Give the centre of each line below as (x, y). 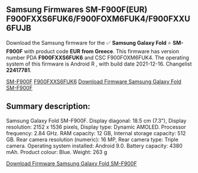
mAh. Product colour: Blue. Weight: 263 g (57, 152)
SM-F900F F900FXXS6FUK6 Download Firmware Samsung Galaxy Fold (94, 81)
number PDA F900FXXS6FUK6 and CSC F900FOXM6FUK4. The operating (98, 57)
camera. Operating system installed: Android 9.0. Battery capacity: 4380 (94, 146)
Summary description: (48, 107)
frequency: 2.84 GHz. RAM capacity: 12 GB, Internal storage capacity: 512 (96, 133)
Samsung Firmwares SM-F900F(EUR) (77, 10)
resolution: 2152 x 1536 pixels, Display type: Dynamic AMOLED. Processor (96, 127)
